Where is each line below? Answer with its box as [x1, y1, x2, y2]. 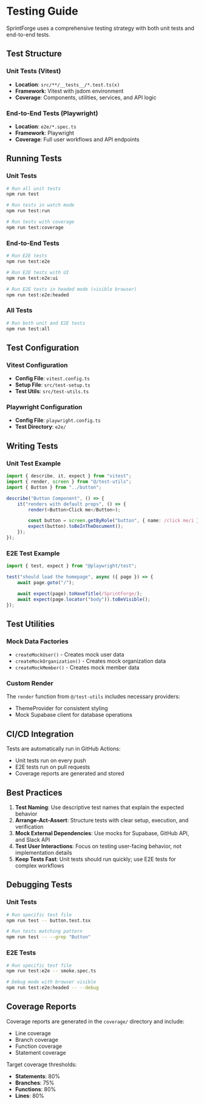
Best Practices [6, 788, 63, 798]
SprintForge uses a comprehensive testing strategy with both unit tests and [6, 24, 194, 32]
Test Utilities [6, 619, 55, 629]
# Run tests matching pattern [6, 928, 83, 935]
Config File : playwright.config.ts [15, 416, 101, 424]
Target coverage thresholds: [6, 1061, 77, 1068]
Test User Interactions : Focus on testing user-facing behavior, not [15, 842, 182, 850]
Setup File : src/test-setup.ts [15, 381, 91, 388]
